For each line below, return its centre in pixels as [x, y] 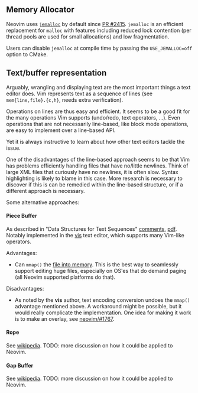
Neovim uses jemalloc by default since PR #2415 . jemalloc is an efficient [95, 24]
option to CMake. [27, 54]
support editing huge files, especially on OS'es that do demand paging [100, 270]
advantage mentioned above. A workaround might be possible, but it [98, 306]
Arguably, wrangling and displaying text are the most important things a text [98, 87]
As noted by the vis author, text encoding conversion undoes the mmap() [102, 300]
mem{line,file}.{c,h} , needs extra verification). [64, 99]
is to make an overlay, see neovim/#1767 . [64, 318]
